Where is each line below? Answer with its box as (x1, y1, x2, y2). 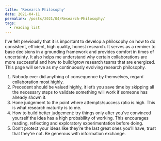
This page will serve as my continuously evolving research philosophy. (5, 64, 146, 70)
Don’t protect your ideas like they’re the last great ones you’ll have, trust (12, 125, 156, 131)
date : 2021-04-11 (5, 12, 40, 17)
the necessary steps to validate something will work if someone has (12, 89, 148, 95)
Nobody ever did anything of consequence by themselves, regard (12, 74, 144, 80)
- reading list (9, 25, 40, 30)
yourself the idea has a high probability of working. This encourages (12, 115, 149, 121)
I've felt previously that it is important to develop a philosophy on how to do (5, 38, 156, 44)
